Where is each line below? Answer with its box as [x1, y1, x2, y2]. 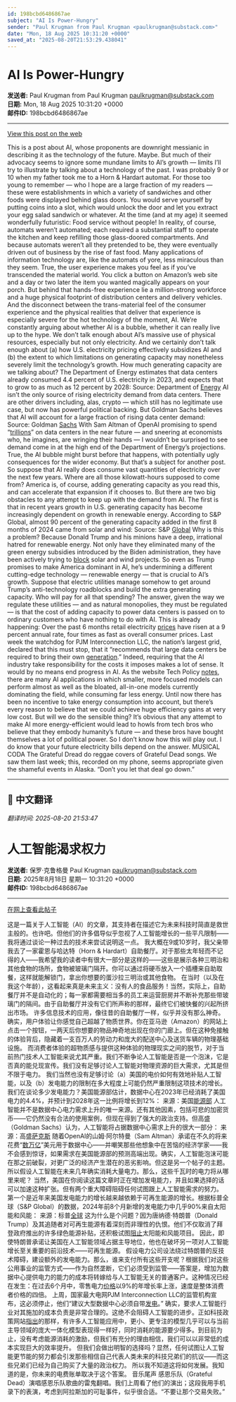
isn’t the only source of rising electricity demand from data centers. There [7, 391, 221, 399]
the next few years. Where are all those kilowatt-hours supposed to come [7, 473, 220, 482]
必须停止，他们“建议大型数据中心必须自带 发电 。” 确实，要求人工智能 [25, 1299, 221, 1307]
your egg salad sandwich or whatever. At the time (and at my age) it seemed [7, 211, 228, 219]
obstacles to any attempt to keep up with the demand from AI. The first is [7, 495, 219, 504]
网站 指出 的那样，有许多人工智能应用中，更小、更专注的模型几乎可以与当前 [13, 1317, 229, 1325]
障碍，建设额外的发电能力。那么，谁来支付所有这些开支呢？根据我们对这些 [13, 1255, 229, 1263]
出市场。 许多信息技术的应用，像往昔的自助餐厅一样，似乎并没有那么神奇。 [7, 1008, 225, 1016]
